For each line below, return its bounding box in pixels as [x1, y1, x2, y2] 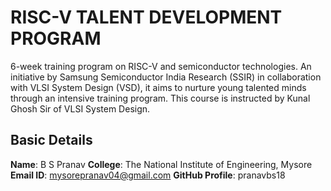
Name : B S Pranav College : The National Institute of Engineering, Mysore [10, 158, 313, 170]
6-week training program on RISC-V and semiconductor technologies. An [10, 60, 312, 72]
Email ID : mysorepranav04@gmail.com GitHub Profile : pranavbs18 [10, 169, 286, 181]
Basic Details [10, 132, 93, 149]
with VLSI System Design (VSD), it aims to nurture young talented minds [10, 81, 307, 93]
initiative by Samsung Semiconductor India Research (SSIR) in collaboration [10, 71, 322, 83]
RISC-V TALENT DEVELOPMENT [10, 6, 283, 29]
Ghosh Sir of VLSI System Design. [10, 102, 151, 115]
